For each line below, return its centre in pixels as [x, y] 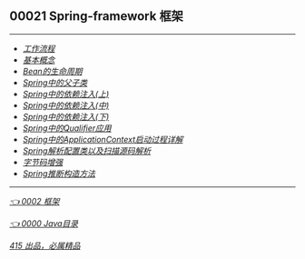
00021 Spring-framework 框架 [96, 16]
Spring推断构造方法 [59, 173]
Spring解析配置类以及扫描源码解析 [87, 150]
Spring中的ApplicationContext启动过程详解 [103, 139]
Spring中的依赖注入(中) [66, 105]
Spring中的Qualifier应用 [67, 128]
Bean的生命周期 [52, 71]
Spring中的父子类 [55, 82]
